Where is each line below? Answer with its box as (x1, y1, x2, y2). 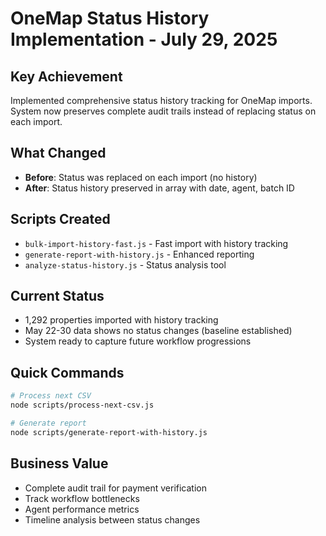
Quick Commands (10, 364, 125, 381)
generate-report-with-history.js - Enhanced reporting (24, 248, 255, 260)
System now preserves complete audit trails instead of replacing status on (10, 105, 317, 117)
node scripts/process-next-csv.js (10, 400, 155, 411)
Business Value (10, 455, 109, 472)
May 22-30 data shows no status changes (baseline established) (24, 325, 293, 337)
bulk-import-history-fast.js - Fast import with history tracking (24, 237, 289, 249)
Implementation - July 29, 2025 (10, 28, 278, 51)
